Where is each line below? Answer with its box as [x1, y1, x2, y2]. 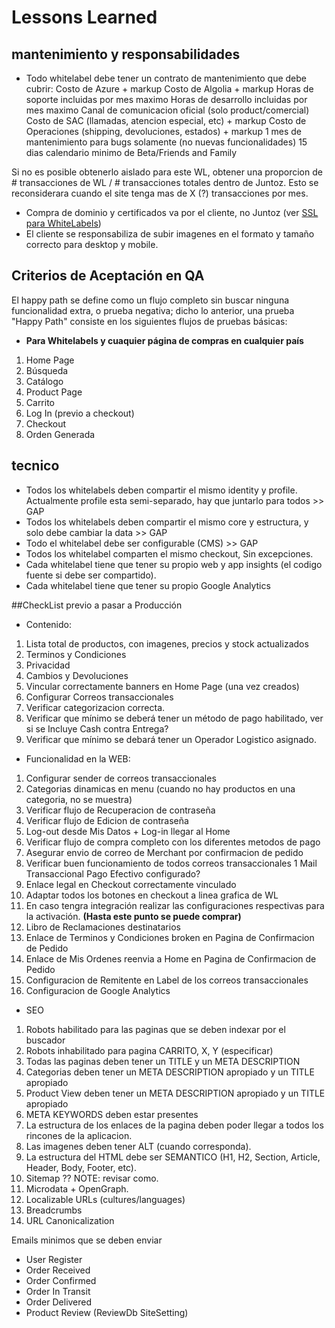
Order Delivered [25, 1296, 93, 1308]
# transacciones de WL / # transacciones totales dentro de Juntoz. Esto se [11, 177, 319, 188]
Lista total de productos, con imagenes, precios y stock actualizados [25, 637, 309, 650]
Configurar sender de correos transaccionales [25, 772, 217, 784]
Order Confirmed [25, 1274, 97, 1286]
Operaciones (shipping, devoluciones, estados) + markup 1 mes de [25, 126, 303, 137]
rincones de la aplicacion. [25, 1129, 133, 1141]
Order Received [25, 1264, 91, 1276]
